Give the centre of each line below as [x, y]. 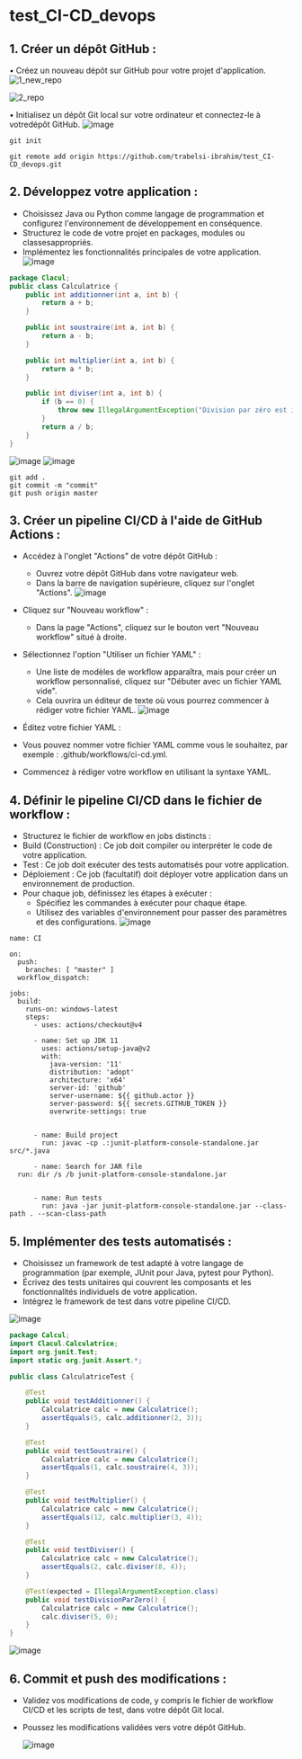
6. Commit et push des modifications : [118, 1679]
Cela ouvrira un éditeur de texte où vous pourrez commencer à [152, 701]
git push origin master [54, 493]
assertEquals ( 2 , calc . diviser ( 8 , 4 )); [114, 1567]
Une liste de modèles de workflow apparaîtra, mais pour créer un [156, 672]
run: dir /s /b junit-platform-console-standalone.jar [122, 1174]
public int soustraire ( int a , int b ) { [100, 328]
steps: [38, 1017]
